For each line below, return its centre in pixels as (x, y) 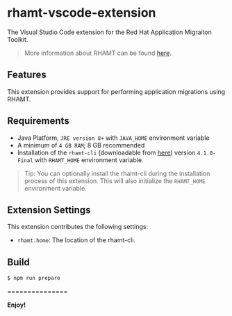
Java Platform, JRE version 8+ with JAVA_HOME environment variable (113, 138)
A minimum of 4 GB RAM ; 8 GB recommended (81, 145)
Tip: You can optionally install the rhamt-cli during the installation (117, 173)
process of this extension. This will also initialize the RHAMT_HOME (115, 181)
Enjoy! (17, 305)
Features (27, 75)
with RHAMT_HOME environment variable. (89, 160)
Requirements (38, 121)
